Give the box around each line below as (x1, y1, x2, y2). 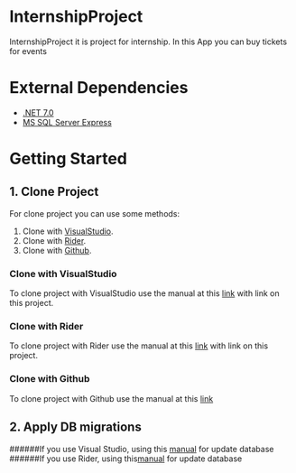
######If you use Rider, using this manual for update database (9, 453, 243, 464)
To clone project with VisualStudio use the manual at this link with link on (9, 288, 280, 299)
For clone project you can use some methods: (9, 208, 180, 218)
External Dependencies (9, 78, 189, 98)
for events (9, 45, 48, 56)
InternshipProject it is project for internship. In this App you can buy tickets (9, 36, 287, 47)
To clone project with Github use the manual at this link (9, 393, 214, 403)
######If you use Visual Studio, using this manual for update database (9, 443, 274, 454)
